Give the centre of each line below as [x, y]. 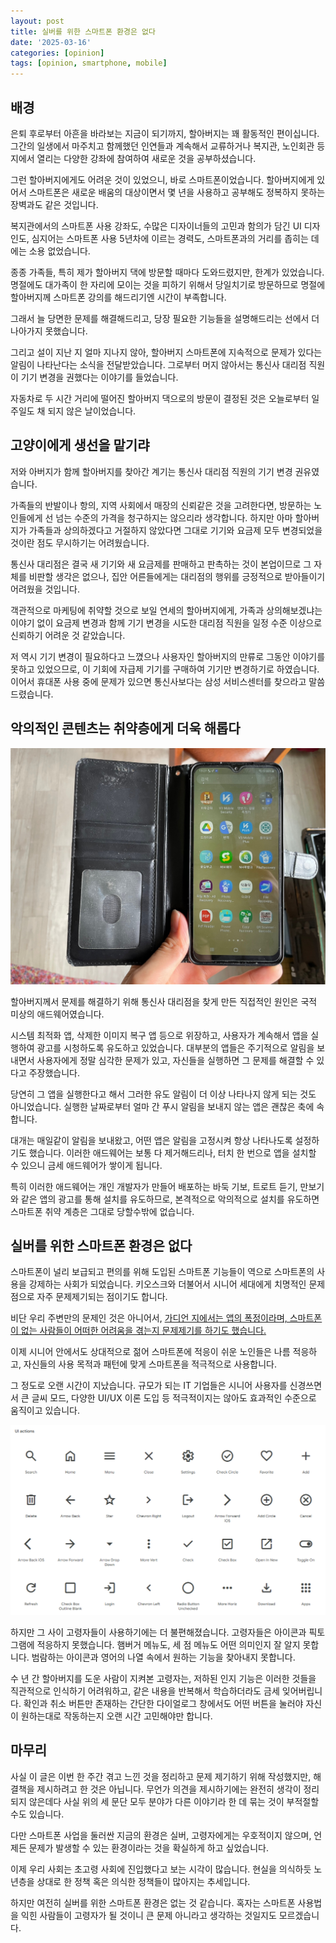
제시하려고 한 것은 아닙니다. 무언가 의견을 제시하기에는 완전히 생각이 [169, 1789]
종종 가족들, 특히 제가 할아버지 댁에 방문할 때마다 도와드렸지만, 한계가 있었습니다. [167, 272]
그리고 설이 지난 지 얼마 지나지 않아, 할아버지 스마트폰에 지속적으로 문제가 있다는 [166, 352]
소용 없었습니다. [59, 251]
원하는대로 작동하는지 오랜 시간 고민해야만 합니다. [116, 1716]
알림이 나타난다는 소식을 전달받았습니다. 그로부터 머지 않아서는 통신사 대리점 [158, 364]
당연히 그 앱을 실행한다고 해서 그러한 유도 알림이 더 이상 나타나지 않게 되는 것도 [163, 1094]
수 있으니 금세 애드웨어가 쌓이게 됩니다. [86, 1165]
